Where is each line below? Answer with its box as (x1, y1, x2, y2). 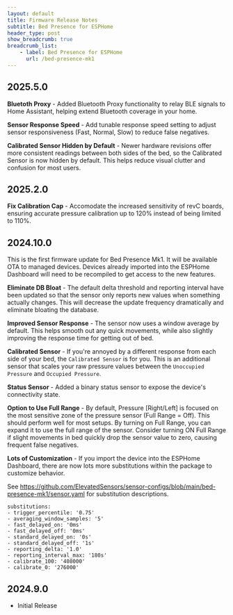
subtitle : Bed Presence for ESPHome (7, 23, 113, 30)
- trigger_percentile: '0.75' (7, 509, 95, 516)
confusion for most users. (7, 163, 81, 172)
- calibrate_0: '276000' (7, 564, 79, 571)
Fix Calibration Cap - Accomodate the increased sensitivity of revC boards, (7, 202, 224, 211)
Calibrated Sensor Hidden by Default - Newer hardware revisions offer (7, 141, 212, 149)
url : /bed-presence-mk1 (25, 56, 95, 63)
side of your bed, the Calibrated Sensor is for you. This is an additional (7, 355, 211, 363)
